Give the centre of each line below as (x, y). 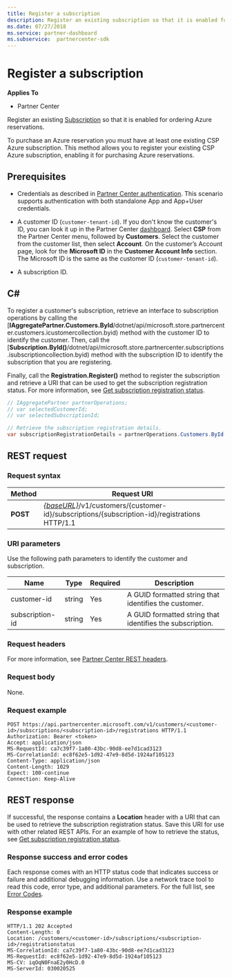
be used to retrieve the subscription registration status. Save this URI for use (116, 824)
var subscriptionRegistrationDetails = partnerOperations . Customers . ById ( (117, 435)
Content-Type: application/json (54, 761)
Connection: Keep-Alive (41, 779)
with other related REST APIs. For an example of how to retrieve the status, (113, 831)
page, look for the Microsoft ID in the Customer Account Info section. (117, 251)
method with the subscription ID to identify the (157, 355)
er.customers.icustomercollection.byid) (63, 332)
